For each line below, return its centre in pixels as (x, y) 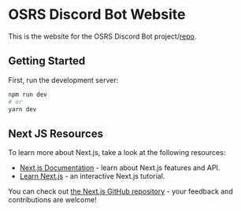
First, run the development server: (63, 80)
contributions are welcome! (52, 200)
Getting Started (47, 61)
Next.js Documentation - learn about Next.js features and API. (120, 168)
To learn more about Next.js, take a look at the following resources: (117, 153)
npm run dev (28, 94)
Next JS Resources (56, 133)
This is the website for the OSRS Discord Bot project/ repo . (102, 36)
